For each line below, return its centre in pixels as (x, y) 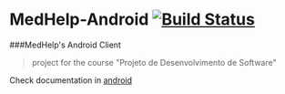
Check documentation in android (71, 80)
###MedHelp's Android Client (65, 45)
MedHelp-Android (79, 20)
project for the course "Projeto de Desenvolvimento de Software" (154, 62)
